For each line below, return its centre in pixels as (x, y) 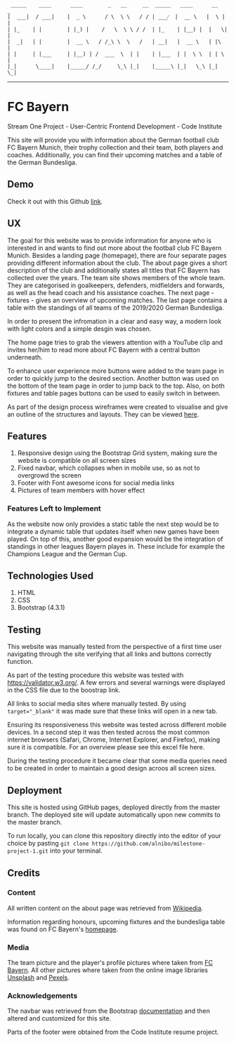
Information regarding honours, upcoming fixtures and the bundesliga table (116, 921)
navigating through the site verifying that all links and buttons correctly (110, 654)
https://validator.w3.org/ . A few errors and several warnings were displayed (116, 683)
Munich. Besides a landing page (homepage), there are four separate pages (117, 255)
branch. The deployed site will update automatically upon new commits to (114, 815)
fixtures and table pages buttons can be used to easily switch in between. (114, 393)
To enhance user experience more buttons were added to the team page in (116, 371)
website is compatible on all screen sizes (77, 461)
